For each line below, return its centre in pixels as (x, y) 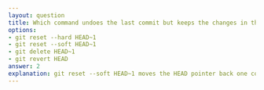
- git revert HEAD (38, 59)
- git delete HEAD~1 (42, 52)
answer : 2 (24, 67)
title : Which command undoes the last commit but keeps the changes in (128, 23)
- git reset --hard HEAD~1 (52, 37)
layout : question (37, 15)
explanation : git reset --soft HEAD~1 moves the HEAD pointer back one (128, 74)
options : (22, 30)
